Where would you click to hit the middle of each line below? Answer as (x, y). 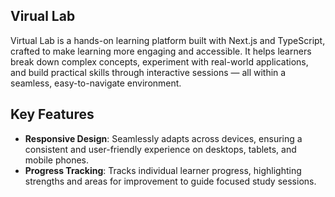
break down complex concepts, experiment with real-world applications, (159, 61)
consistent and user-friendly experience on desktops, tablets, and (160, 149)
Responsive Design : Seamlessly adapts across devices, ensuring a (163, 138)
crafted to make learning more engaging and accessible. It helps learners (161, 51)
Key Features (52, 114)
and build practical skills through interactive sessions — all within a (148, 72)
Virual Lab (43, 16)
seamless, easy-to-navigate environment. (96, 83)
